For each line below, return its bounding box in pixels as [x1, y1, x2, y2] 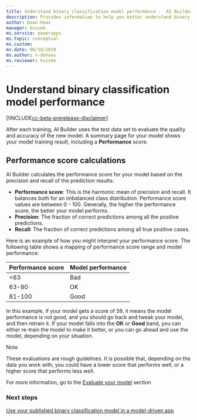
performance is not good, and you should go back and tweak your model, [6, 314, 184, 321]
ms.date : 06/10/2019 [6, 47, 57, 53]
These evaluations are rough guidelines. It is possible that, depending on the [6, 355, 191, 362]
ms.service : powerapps [6, 30, 62, 36]
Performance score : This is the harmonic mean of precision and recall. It [14, 189, 192, 196]
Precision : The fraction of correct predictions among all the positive [14, 213, 179, 220]
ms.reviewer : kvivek [6, 57, 57, 63]
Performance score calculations [6, 155, 126, 165]
